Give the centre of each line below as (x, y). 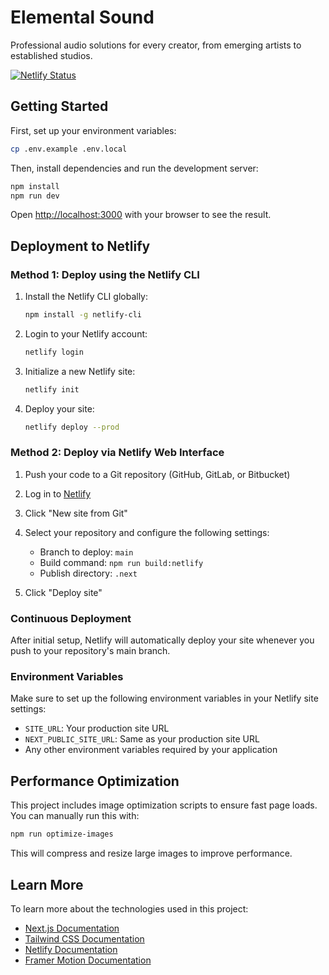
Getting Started (59, 106)
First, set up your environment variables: (93, 130)
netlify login (54, 352)
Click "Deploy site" (63, 592)
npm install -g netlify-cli (83, 315)
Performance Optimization (95, 781)
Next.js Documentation (72, 928)
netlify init (52, 389)
